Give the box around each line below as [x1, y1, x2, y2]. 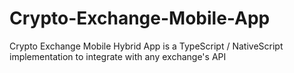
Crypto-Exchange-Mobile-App [9, 7, 271, 30]
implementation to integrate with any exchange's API [9, 50, 227, 62]
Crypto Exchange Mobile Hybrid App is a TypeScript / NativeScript [9, 40, 284, 52]
